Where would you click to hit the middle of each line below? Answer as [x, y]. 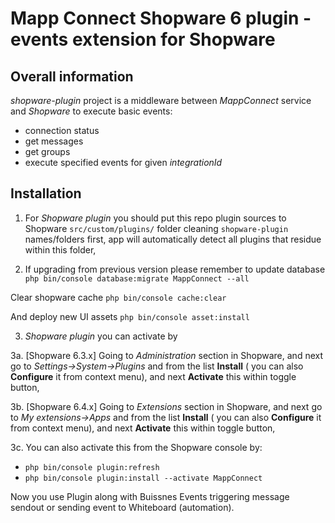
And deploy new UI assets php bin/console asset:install [130, 316]
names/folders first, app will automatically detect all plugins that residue [173, 239]
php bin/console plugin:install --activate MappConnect [143, 478]
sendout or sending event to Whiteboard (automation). [122, 507]
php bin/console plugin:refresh [92, 467]
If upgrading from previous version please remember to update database [175, 269]
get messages [54, 141]
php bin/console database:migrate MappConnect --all [137, 278]
